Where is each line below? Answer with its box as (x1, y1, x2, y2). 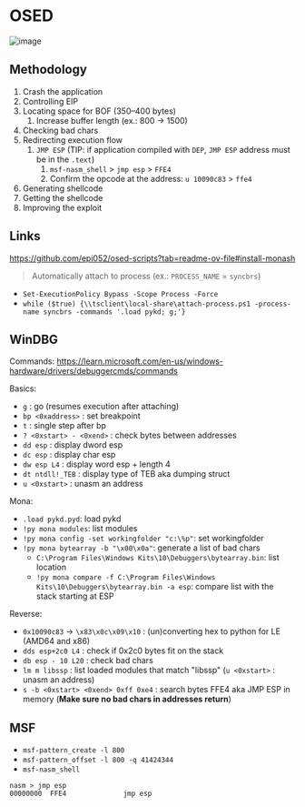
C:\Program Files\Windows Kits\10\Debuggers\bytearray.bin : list (35, 552, 280, 563)
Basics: (9, 383, 37, 394)
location (35, 561, 67, 573)
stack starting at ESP (35, 590, 114, 601)
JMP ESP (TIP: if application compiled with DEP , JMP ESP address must (35, 144, 290, 155)
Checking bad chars (22, 125, 99, 136)
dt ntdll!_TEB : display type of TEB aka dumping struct (22, 469, 231, 479)
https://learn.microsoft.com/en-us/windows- (56, 356, 224, 367)
